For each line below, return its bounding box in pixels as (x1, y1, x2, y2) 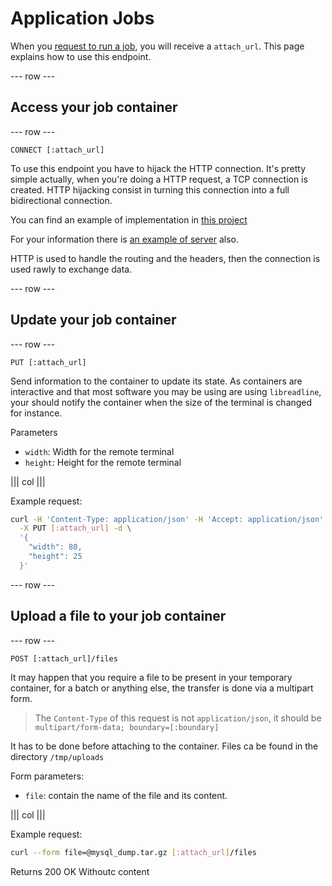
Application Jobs (10, 7, 155, 30)
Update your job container (10, 312, 177, 329)
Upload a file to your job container (10, 608, 227, 625)
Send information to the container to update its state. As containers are (10, 375, 303, 387)
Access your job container (10, 99, 178, 116)
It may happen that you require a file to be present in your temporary (10, 671, 293, 683)
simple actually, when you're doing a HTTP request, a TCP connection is (10, 173, 308, 185)
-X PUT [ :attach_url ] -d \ (19, 523, 132, 534)
